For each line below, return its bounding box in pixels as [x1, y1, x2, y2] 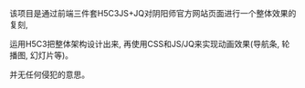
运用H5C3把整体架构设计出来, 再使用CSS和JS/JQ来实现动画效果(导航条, [9, 39, 280, 49]
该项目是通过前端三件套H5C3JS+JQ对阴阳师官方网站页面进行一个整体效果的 [9, 8, 297, 18]
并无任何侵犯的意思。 [9, 69, 89, 80]
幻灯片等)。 [29, 50, 74, 61]
